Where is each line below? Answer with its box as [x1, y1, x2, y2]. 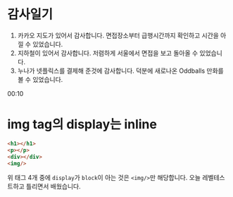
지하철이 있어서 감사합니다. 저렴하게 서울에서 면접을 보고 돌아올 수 [17, 49, 199, 57]
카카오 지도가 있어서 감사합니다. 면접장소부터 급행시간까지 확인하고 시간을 [17, 31, 220, 40]
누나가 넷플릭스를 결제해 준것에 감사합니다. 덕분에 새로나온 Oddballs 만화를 [17, 66, 224, 75]
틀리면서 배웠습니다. [25, 182, 81, 191]
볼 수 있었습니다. [17, 75, 63, 83]
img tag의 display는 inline [7, 117, 157, 133]
